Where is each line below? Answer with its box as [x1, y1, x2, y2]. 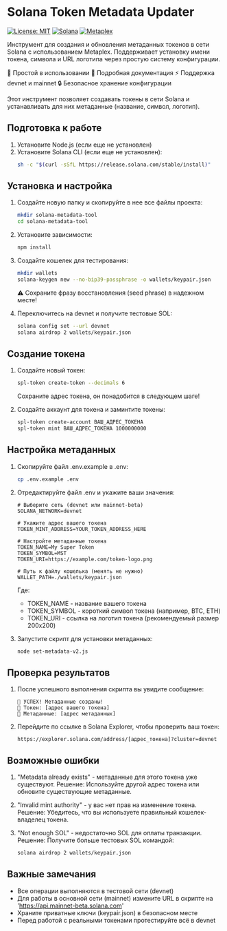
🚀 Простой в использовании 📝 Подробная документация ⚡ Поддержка [7, 68, 215, 76]
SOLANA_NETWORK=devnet [16, 508, 82, 514]
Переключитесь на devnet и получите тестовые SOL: [16, 309, 173, 317]
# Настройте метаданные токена [16, 538, 107, 545]
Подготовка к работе [7, 122, 102, 134]
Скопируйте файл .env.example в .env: [16, 462, 129, 470]
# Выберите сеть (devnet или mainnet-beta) [16, 501, 144, 508]
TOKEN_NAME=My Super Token [16, 543, 95, 551]
